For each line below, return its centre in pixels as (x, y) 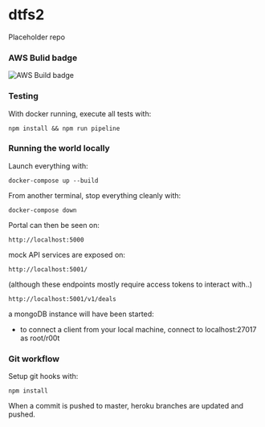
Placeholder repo (37, 37)
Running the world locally (59, 148)
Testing (23, 96)
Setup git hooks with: (43, 376)
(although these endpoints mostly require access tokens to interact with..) (130, 284)
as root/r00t (40, 338)
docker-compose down (43, 210)
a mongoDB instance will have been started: (81, 314)
